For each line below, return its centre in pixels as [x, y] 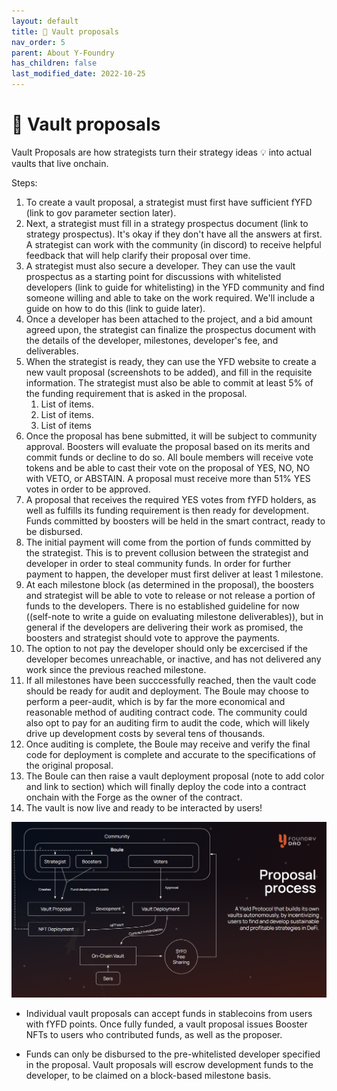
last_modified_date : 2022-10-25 [78, 74]
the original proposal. [69, 765]
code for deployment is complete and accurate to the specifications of [170, 754]
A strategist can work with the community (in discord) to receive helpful [173, 244]
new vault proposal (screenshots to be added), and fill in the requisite [169, 372]
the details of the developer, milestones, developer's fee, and [152, 340]
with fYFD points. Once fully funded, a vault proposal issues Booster [166, 1024]
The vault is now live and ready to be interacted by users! [144, 807]
